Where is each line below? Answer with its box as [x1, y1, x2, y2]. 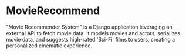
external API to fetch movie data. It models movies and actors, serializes [6, 29, 181, 36]
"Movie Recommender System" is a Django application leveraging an [6, 23, 173, 30]
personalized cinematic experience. [6, 42, 93, 49]
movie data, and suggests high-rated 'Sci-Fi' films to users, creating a [6, 36, 175, 43]
